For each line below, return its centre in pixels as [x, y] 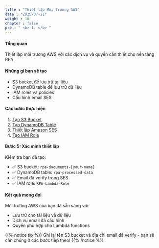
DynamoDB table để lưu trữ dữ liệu [47, 87]
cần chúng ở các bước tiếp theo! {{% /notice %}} [54, 240]
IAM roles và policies [33, 92]
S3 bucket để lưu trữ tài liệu [40, 82]
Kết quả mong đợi [23, 195]
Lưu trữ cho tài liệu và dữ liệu [41, 215]
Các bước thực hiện [25, 109]
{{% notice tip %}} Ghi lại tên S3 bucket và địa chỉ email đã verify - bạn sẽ [80, 235]
